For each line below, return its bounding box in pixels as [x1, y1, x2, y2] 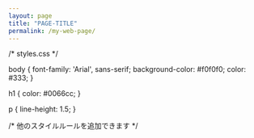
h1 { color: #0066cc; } [8, 89, 81, 98]
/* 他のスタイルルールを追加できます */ [8, 121, 138, 131]
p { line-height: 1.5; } [8, 104, 77, 114]
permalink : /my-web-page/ [8, 27, 95, 35]
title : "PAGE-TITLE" [8, 19, 78, 27]
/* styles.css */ [8, 49, 58, 59]
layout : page [8, 11, 53, 20]
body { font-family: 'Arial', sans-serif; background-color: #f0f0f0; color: [8, 65, 247, 74]
